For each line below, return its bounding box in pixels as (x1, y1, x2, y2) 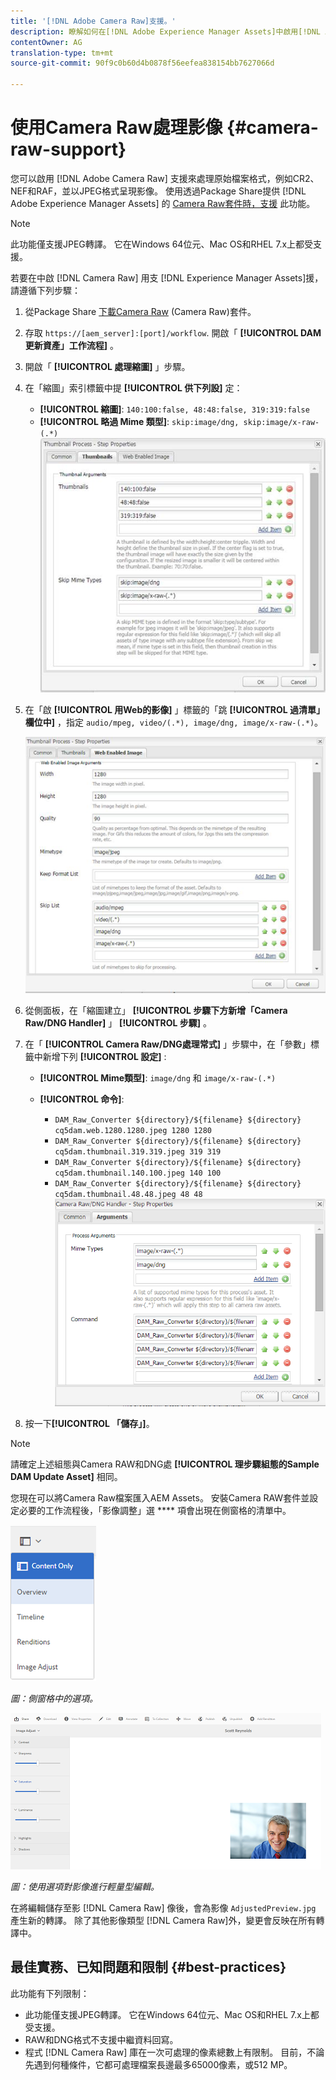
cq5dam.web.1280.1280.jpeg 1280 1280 (54, 1126, 212, 1136)
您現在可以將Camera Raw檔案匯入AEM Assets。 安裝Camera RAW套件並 (10, 1492, 310, 1504)
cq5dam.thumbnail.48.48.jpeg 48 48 (54, 1190, 203, 1200)
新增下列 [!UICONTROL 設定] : (42, 1051, 167, 1063)
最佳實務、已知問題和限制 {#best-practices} (10, 1959, 287, 1976)
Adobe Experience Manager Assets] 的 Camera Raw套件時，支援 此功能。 (10, 197, 316, 209)
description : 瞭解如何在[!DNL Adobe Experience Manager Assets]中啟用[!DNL (10, 26, 322, 37)
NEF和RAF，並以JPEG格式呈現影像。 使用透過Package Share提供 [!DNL (10, 185, 307, 197)
